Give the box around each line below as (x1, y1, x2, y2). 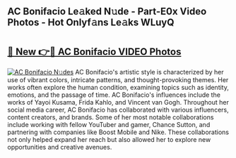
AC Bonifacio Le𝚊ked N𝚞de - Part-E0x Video (7, 6, 207, 18)
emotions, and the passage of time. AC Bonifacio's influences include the (7, 91, 221, 99)
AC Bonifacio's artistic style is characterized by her (75, 68, 224, 76)
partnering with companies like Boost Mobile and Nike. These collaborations (7, 128, 230, 136)
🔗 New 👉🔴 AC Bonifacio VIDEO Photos (7, 46, 182, 58)
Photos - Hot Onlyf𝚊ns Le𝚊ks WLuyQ (7, 17, 175, 29)
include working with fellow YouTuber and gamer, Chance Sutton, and (7, 121, 211, 129)
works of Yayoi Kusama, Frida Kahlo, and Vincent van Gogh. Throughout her (7, 98, 230, 106)
